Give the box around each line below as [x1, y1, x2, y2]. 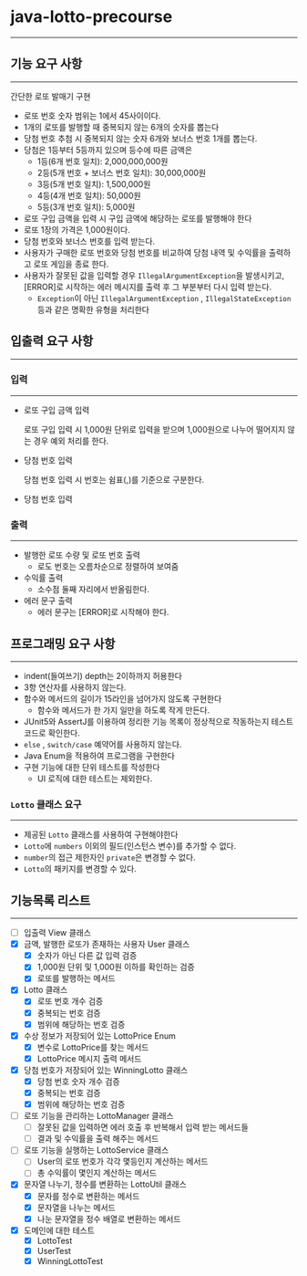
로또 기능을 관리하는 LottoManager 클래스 [23, 1111, 174, 1122]
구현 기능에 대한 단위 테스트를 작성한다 [23, 761, 160, 772]
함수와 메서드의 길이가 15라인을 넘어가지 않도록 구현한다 [23, 693, 222, 704]
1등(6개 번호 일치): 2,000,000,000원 [36, 155, 169, 166]
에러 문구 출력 [23, 595, 73, 606]
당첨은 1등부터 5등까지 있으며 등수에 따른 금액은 [23, 144, 193, 155]
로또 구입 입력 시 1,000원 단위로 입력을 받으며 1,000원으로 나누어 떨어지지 [23, 424, 286, 434]
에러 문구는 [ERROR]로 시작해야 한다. [36, 607, 169, 618]
